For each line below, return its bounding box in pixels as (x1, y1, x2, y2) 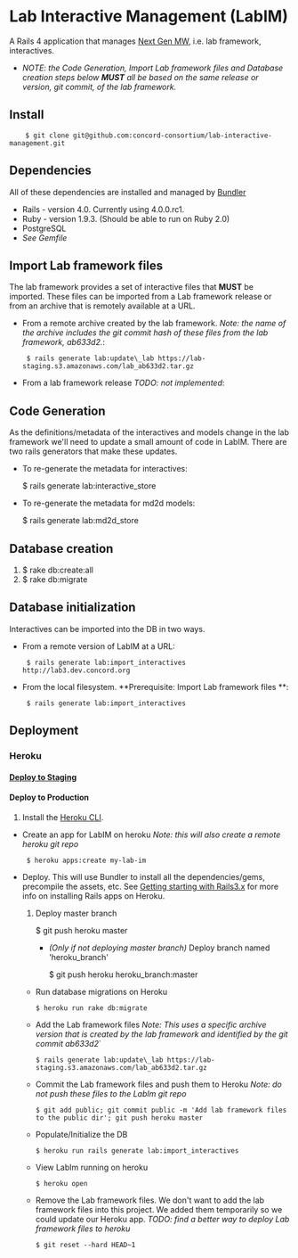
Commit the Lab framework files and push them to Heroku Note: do (35, 1079, 282, 1089)
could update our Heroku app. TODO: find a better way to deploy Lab (35, 1213, 290, 1224)
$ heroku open (35, 1179, 88, 1188)
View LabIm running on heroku (35, 1162, 149, 1172)
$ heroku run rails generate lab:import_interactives (35, 1146, 239, 1155)
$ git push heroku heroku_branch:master (48, 969, 198, 980)
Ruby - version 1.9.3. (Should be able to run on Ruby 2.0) (21, 213, 230, 224)
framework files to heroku (35, 1223, 131, 1234)
